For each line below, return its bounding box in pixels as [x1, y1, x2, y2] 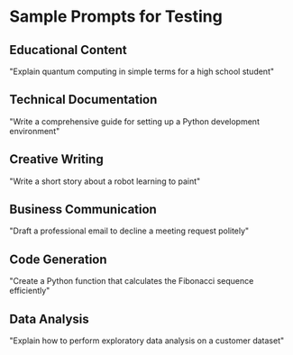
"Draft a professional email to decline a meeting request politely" [9, 225, 250, 236]
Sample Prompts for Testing [9, 6, 223, 27]
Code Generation [9, 251, 107, 267]
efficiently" [9, 286, 50, 296]
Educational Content [9, 42, 128, 58]
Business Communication [9, 202, 158, 217]
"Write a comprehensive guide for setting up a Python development [9, 115, 260, 127]
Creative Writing [9, 151, 104, 168]
